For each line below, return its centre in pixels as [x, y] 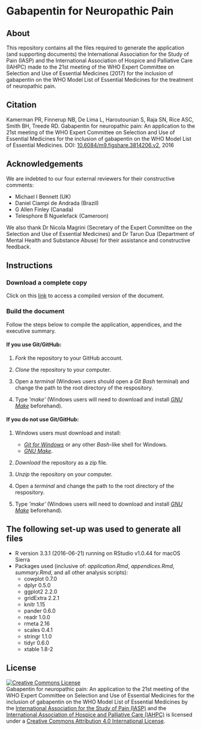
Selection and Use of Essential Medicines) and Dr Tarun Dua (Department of [100, 234]
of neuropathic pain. [31, 86]
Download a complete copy [47, 282]
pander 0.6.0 [40, 611]
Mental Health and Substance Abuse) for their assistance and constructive [98, 240]
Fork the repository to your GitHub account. [69, 358]
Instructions [29, 266]
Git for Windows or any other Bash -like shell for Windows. [96, 445]
